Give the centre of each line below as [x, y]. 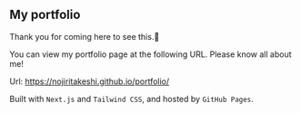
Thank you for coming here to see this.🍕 [85, 36]
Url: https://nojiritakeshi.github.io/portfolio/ [90, 81]
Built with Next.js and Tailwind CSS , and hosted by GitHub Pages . [132, 99]
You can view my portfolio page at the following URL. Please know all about [151, 54]
